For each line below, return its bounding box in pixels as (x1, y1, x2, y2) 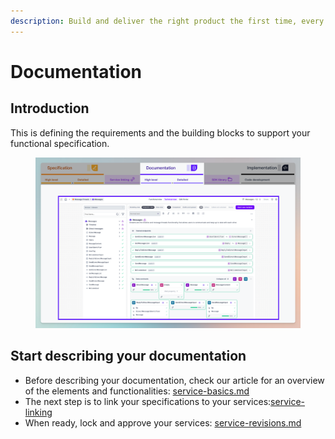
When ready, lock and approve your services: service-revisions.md (24, 416, 302, 429)
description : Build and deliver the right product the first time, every (10, 16, 325, 26)
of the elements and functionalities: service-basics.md (24, 385, 250, 397)
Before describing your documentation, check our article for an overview (24, 374, 325, 386)
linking (24, 406, 53, 418)
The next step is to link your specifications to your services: (24, 395, 272, 407)
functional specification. (10, 137, 110, 149)
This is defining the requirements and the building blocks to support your (10, 126, 311, 139)
